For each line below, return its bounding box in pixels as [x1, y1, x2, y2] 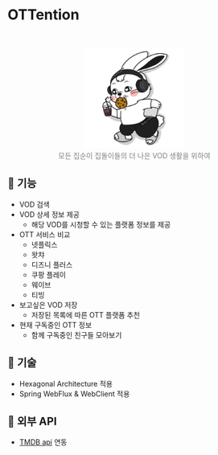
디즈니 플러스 [31, 260, 73, 269]
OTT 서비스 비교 [19, 229, 71, 239]
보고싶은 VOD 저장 [19, 300, 78, 309]
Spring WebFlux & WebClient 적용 [19, 388, 130, 399]
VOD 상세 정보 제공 [19, 209, 80, 219]
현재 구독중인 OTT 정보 [19, 320, 93, 330]
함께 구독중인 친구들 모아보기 [31, 330, 122, 339]
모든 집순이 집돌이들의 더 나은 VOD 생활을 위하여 [58, 150, 211, 160]
